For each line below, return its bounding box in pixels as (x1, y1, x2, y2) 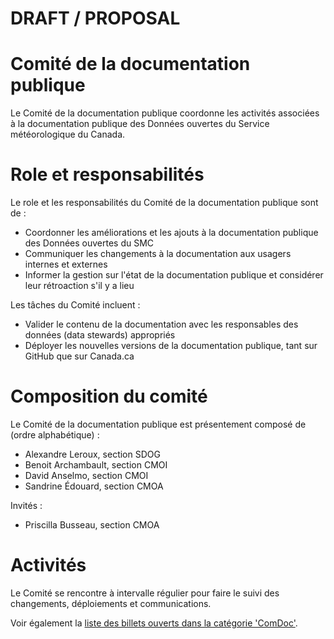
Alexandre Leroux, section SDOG (24, 448, 161, 460)
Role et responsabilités (10, 163, 205, 186)
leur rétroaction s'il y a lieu (24, 280, 135, 292)
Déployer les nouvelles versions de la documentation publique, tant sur (24, 340, 318, 352)
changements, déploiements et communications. (10, 597, 212, 609)
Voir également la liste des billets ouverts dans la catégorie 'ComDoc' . (10, 617, 298, 629)
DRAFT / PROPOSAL (10, 7, 181, 30)
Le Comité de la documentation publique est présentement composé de (10, 418, 307, 430)
